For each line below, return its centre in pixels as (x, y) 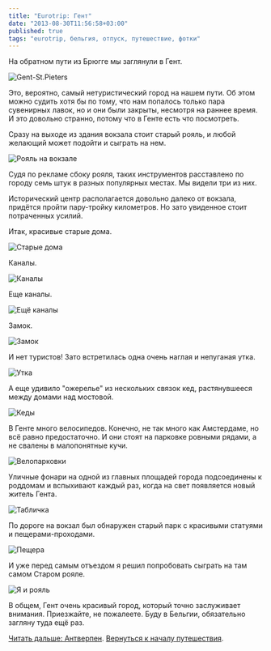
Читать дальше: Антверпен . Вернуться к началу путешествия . (116, 638)
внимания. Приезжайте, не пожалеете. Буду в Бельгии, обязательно (127, 614)
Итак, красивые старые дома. (60, 232)
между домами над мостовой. (61, 397)
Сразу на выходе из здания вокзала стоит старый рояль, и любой (122, 134)
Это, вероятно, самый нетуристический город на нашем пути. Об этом (132, 93)
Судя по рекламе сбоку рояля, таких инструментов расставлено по (126, 174)
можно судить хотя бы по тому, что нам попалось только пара (116, 101)
